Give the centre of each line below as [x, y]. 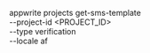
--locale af [29, 41]
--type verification [43, 31]
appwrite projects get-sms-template [75, 13]
